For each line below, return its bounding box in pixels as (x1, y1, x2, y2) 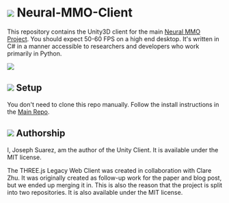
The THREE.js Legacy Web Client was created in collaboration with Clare (7, 166, 212, 174)
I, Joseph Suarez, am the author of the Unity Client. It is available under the (7, 145, 219, 154)
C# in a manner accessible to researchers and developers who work (7, 42, 200, 50)
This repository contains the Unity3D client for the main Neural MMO (7, 27, 200, 36)
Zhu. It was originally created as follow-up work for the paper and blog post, (7, 174, 222, 182)
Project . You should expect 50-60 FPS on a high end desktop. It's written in (7, 34, 220, 43)
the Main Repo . (7, 108, 50, 116)
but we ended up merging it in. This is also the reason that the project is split (7, 180, 223, 189)
